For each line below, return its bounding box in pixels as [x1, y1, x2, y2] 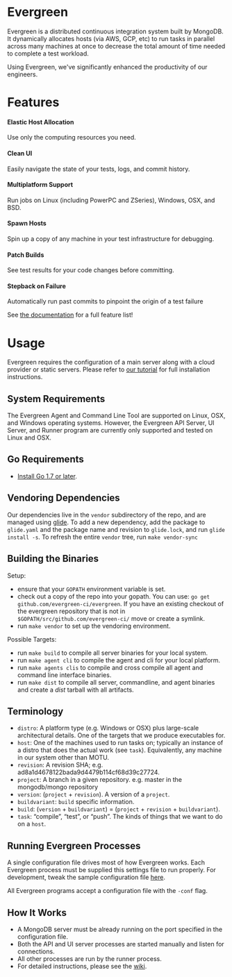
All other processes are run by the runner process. [17, 954, 162, 962]
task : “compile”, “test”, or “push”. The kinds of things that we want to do [17, 812, 223, 821]
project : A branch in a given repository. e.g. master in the [17, 776, 183, 784]
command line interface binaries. [17, 671, 112, 679]
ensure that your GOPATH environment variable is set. [17, 585, 166, 593]
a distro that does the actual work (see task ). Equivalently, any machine [17, 746, 222, 754]
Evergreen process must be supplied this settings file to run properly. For [7, 866, 217, 874]
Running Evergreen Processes [7, 840, 141, 851]
